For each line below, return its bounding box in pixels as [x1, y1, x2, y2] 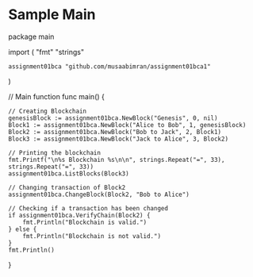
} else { [8, 225, 37, 233]
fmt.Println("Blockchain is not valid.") [22, 232, 161, 240]
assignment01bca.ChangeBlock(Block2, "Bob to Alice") [8, 190, 190, 198]
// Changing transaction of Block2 [8, 183, 126, 191]
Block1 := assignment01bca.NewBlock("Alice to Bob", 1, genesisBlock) [8, 121, 247, 129]
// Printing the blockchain [8, 148, 102, 156]
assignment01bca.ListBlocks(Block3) [8, 169, 129, 178]
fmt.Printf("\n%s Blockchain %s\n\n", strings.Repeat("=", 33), [8, 156, 225, 164]
